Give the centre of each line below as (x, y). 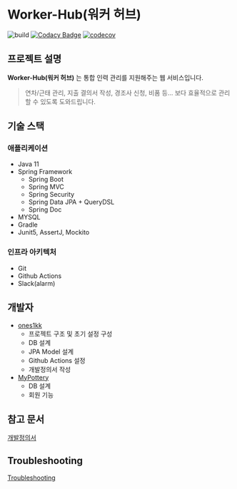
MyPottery (33, 377)
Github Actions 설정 (57, 360)
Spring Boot (46, 180)
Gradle (27, 225)
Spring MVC (46, 187)
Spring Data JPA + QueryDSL (71, 202)
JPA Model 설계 (51, 351)
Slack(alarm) (36, 283)
